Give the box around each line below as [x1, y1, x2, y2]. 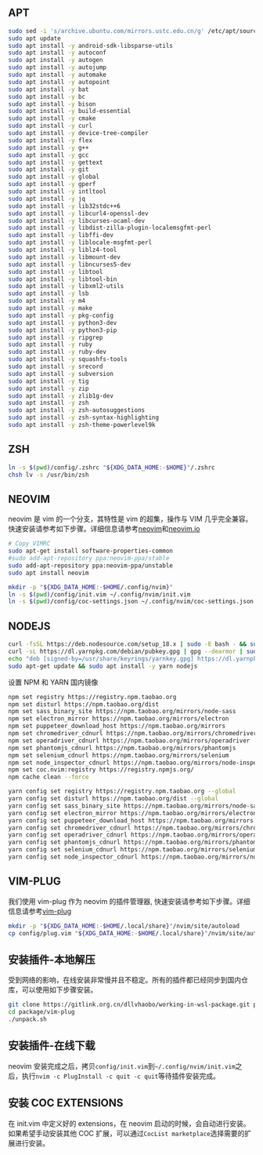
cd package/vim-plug [8, 1008, 76, 1016]
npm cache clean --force [8, 773, 89, 782]
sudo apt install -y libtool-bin [8, 275, 117, 283]
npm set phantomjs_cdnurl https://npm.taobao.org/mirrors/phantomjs [8, 744, 236, 752]
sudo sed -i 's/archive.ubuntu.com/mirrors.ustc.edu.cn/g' [8, 27, 205, 35]
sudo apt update [8, 35, 61, 42]
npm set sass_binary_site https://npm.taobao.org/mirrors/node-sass [8, 708, 236, 716]
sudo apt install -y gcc [8, 151, 89, 159]
